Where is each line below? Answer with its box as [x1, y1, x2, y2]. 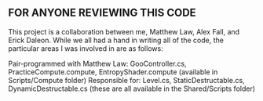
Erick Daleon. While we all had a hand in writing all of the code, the [8, 35, 224, 45]
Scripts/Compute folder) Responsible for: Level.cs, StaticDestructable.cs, [8, 75, 245, 85]
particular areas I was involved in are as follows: [8, 43, 163, 53]
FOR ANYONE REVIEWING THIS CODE [8, 6, 196, 20]
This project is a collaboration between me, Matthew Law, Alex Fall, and [8, 27, 240, 36]
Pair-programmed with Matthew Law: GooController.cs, [8, 59, 187, 68]
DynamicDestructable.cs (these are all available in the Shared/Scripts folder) [8, 84, 256, 93]
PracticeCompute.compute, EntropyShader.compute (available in [8, 67, 218, 77]
